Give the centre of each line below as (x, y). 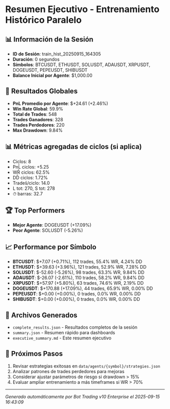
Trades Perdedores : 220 (38, 125)
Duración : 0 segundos (36, 59)
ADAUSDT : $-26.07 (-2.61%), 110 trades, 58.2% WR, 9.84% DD (78, 278)
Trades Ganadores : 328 (38, 119)
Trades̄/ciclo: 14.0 (31, 183)
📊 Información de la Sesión (49, 39)
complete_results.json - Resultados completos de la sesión (75, 327)
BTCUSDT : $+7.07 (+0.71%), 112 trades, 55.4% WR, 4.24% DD (77, 262)
